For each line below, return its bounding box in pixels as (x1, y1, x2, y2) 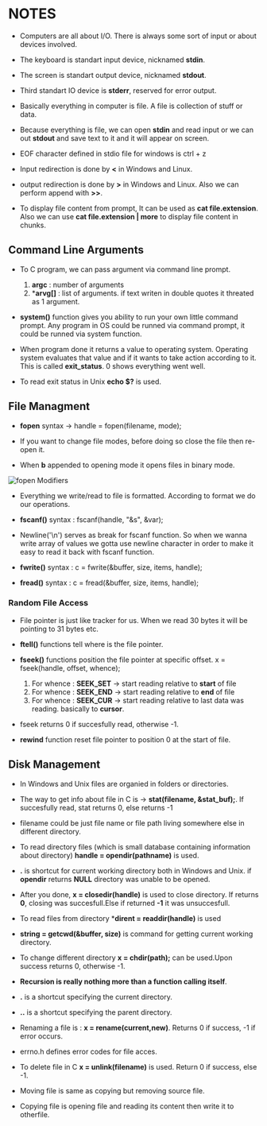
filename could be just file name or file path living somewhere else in (19, 818, 245, 827)
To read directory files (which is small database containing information (19, 842, 251, 851)
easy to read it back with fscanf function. (19, 547, 155, 556)
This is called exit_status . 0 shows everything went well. (19, 361, 206, 370)
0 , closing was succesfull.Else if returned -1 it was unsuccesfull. (19, 898, 230, 907)
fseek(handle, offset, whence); (19, 663, 121, 672)
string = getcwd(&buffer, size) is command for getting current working (19, 929, 253, 938)
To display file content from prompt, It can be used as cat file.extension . (19, 203, 258, 213)
